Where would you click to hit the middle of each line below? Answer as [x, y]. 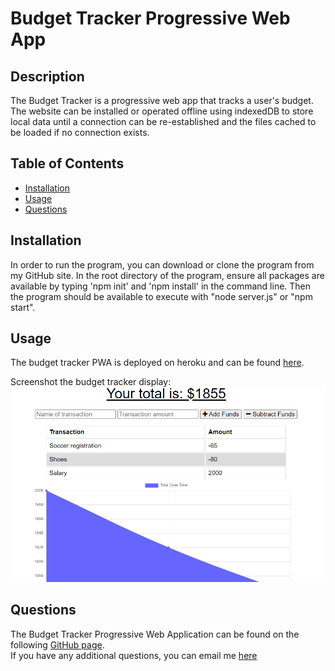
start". [23, 307]
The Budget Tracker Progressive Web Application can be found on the [155, 634]
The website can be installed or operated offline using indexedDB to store [162, 111]
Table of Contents [67, 163]
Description [47, 76]
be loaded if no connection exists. [80, 132]
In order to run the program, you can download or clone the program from [162, 264]
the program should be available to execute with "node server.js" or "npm [161, 296]
